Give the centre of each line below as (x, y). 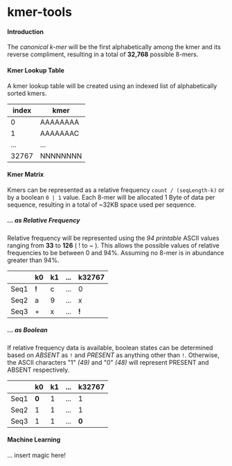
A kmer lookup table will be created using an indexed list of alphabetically (112, 86)
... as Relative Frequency (44, 221)
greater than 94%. (34, 260)
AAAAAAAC (60, 133)
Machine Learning (34, 440)
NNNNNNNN (61, 155)
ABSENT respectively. (38, 370)
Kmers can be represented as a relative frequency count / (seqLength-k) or (116, 190)
